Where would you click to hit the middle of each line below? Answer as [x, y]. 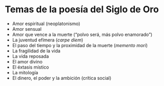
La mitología [25, 72]
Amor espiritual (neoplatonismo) [46, 24]
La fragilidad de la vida [36, 51]
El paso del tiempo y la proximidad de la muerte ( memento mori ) [80, 45]
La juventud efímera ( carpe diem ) [48, 40]
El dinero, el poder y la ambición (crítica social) [61, 78]
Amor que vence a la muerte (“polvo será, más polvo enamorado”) [82, 34]
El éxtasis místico [30, 67]
